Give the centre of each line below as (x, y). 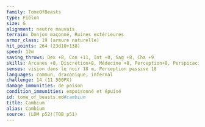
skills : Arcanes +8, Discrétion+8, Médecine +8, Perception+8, (88, 63)
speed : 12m (20, 52)
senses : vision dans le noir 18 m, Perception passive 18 (81, 69)
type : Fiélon (23, 18)
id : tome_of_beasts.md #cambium (46, 97)
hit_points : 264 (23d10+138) (43, 46)
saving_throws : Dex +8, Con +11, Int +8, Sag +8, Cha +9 (80, 57)
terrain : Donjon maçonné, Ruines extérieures (65, 35)
